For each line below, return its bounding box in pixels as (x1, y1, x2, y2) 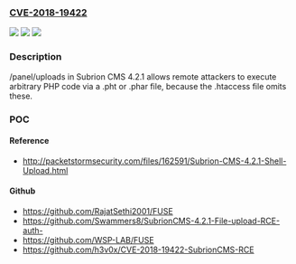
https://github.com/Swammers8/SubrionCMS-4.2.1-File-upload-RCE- (22, 215, 281, 226)
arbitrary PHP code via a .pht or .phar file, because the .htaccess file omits (9, 80, 287, 91)
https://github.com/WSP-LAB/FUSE (22, 234, 155, 245)
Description (9, 51, 62, 63)
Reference (9, 136, 50, 146)
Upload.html (22, 165, 69, 175)
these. (9, 90, 33, 101)
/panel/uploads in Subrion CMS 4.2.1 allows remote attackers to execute (9, 71, 277, 82)
